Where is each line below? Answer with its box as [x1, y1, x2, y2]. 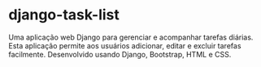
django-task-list [8, 6, 120, 24]
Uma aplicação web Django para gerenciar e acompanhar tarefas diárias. [8, 32, 254, 42]
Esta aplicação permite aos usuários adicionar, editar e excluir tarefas [8, 40, 241, 50]
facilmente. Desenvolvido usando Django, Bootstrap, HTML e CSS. [8, 49, 232, 59]
